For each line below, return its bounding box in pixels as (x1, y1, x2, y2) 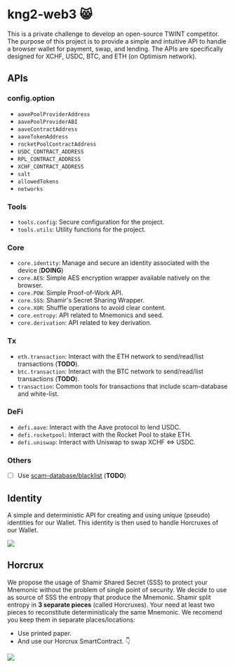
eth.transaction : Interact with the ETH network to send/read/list (17, 352, 204, 361)
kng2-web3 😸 (7, 6, 93, 23)
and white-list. (17, 390, 60, 398)
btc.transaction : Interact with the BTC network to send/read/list (17, 367, 203, 375)
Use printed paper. (17, 629, 72, 637)
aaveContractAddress (17, 126, 78, 133)
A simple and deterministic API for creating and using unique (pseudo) (7, 510, 210, 519)
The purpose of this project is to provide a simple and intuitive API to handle (7, 37, 227, 45)
